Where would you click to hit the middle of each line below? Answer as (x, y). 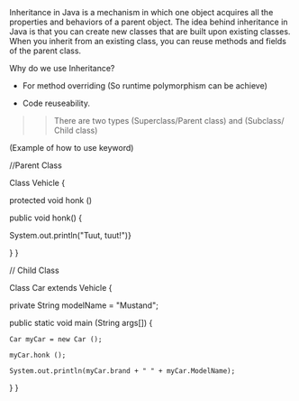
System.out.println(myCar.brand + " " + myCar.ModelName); (122, 371)
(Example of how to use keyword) (72, 148)
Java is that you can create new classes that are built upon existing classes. (150, 32)
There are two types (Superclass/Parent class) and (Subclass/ (169, 121)
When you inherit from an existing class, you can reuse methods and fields (148, 41)
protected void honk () (51, 200)
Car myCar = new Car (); (56, 340)
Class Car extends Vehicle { (61, 288)
